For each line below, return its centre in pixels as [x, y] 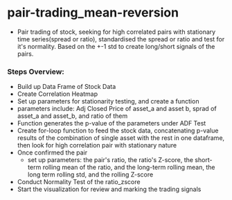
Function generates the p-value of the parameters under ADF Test [111, 123]
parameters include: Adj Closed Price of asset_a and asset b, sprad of [117, 109]
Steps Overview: [36, 72]
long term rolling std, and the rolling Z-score [90, 174]
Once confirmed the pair [52, 152]
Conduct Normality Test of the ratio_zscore [79, 182]
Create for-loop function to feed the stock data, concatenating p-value [118, 131]
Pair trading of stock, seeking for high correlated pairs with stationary [116, 32]
